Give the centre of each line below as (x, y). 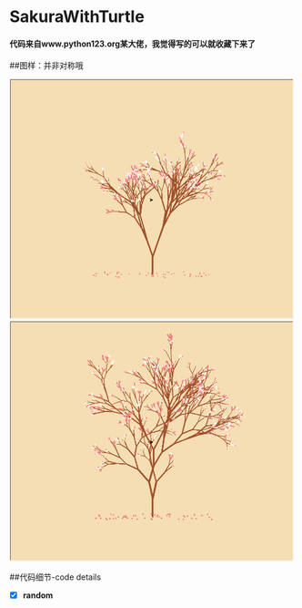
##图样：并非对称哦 (46, 66)
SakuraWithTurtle (77, 17)
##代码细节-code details (55, 577)
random (38, 595)
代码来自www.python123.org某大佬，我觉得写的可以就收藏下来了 (133, 44)
